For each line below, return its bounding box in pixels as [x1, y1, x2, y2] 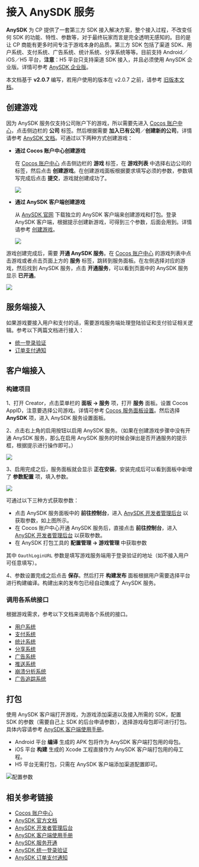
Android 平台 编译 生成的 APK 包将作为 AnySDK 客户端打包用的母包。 [14, 739, 184, 746]
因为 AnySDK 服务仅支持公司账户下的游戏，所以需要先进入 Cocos [6, 120, 166, 127]
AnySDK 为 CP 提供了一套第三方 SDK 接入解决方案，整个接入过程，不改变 [6, 26, 188, 33]
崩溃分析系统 [14, 667, 46, 675]
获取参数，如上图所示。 [14, 517, 72, 524]
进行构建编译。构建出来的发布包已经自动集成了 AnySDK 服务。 [6, 579, 159, 586]
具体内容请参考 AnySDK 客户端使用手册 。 [6, 726, 107, 733]
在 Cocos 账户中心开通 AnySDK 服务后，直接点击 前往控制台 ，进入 [14, 524, 178, 532]
